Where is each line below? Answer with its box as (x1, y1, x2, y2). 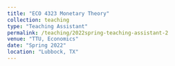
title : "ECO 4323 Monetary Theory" (7, 10, 110, 17)
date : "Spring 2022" (7, 42, 67, 49)
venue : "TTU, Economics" (7, 36, 79, 43)
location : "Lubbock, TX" (7, 49, 79, 56)
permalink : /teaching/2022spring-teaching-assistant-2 (7, 29, 169, 36)
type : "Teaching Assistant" (7, 23, 89, 30)
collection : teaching (7, 16, 70, 23)
